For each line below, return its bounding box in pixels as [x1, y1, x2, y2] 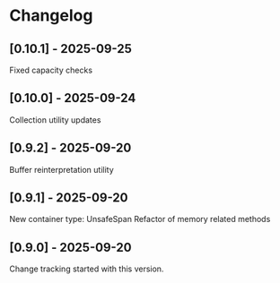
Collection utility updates [9, 114, 101, 125]
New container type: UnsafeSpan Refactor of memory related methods [9, 214, 271, 225]
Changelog [9, 5, 93, 26]
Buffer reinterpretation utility [9, 164, 114, 175]
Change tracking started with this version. [9, 263, 164, 274]
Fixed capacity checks [9, 64, 92, 75]
